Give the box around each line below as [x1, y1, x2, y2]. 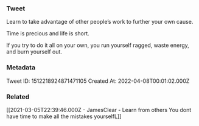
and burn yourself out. [6, 48, 63, 55]
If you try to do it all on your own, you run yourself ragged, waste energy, [6, 41, 190, 49]
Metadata [6, 63, 35, 72]
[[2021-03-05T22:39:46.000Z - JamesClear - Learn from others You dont [6, 106, 192, 113]
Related [6, 93, 30, 101]
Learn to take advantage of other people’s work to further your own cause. [6, 18, 194, 26]
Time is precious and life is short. [6, 30, 89, 37]
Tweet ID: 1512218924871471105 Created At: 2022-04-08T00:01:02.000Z [6, 77, 190, 85]
